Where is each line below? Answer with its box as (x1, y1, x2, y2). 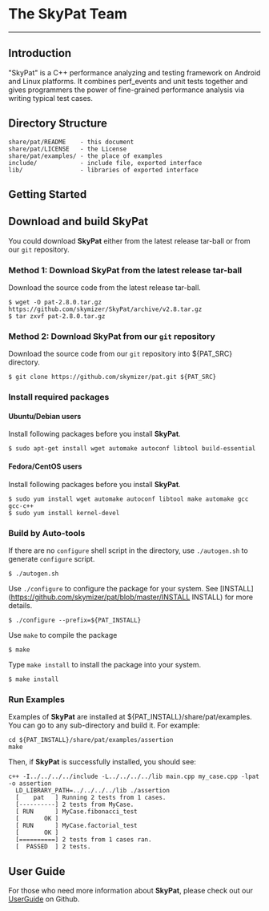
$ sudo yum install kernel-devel (8, 509, 120, 517)
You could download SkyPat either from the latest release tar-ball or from (8, 236, 251, 245)
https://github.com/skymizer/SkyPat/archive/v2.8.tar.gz (8, 305, 203, 313)
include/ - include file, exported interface (8, 159, 203, 167)
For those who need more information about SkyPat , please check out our (8, 886, 254, 896)
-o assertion (8, 780, 52, 788)
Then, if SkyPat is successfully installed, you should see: (8, 757, 196, 767)
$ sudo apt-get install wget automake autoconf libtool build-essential (8, 445, 256, 453)
